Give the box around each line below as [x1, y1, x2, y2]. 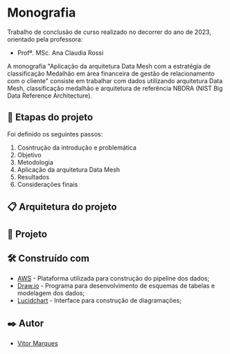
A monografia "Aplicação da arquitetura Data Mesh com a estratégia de [7, 62, 211, 70]
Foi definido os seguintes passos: [7, 130, 103, 138]
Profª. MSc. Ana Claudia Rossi [17, 48, 104, 57]
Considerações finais [17, 180, 78, 188]
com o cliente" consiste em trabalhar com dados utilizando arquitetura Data [7, 76, 223, 85]
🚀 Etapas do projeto [7, 112, 94, 123]
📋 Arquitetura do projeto [7, 201, 117, 213]
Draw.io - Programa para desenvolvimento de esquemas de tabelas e [17, 282, 215, 290]
